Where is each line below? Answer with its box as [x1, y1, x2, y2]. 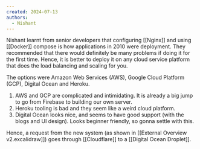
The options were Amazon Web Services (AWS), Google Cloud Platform [6, 74, 185, 81]
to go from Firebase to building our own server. [15, 98, 133, 106]
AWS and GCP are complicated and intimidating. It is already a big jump [15, 92, 193, 100]
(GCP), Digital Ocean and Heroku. [6, 80, 90, 87]
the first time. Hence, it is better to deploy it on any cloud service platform [6, 55, 190, 63]
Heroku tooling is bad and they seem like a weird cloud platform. [15, 105, 176, 112]
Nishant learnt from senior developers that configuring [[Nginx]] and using [6, 37, 192, 44]
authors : [6, 14, 28, 21]
